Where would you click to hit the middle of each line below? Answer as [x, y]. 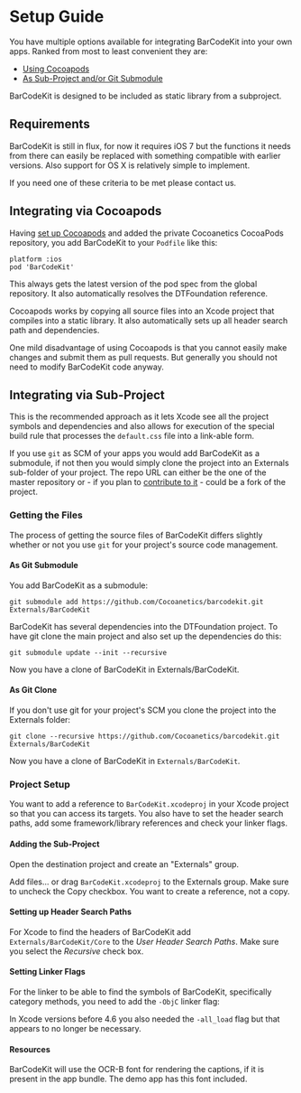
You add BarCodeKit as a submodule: [79, 585]
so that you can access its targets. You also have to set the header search [146, 814]
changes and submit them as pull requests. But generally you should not [143, 357]
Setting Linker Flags [47, 972]
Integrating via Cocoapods [86, 211]
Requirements [50, 124]
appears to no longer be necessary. [75, 1028]
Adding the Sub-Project [55, 844]
